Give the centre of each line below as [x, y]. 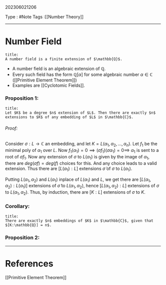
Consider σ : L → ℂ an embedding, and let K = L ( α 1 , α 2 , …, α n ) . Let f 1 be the [81, 144]
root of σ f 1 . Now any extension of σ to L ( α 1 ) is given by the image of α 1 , [77, 157]
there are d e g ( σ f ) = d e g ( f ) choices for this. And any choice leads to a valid [81, 163]
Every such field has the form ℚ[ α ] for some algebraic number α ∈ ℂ [83, 74]
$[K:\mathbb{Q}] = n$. [28, 225]
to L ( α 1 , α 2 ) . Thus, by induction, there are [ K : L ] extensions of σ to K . [75, 193]
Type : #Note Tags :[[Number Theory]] [44, 17]
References [29, 263]
